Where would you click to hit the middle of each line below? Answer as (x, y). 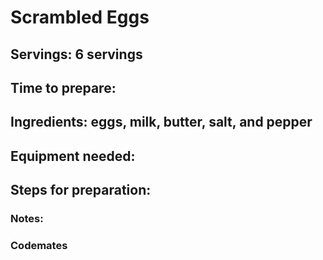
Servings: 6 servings (76, 54)
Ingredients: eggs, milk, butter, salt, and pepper (161, 122)
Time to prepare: (63, 87)
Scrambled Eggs (80, 17)
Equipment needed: (73, 156)
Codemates (39, 245)
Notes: (27, 219)
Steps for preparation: (81, 190)
